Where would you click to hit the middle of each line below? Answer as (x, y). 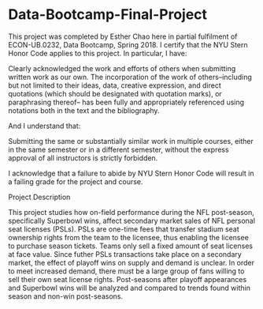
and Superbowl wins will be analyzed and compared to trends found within (129, 288)
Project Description (39, 197)
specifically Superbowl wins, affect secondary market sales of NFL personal (132, 220)
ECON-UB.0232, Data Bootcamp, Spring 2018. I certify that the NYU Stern (128, 44)
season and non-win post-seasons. (66, 296)
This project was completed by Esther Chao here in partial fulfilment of (123, 36)
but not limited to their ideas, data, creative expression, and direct (115, 85)
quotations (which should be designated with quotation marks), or (115, 93)
